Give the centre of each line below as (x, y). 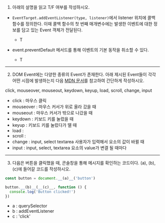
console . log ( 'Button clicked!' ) (43, 192)
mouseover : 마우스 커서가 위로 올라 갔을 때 (54, 107)
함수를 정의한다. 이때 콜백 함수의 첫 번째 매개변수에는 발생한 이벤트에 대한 (82, 24)
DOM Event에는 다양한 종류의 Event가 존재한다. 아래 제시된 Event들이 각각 (84, 74)
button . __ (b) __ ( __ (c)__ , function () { (46, 187)
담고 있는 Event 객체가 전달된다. (52, 30)
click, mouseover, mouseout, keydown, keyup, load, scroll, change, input (79, 90)
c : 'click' (21, 216)
